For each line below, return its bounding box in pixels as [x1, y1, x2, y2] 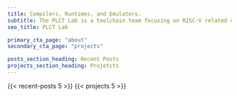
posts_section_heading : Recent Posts [7, 56, 119, 63]
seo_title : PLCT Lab [7, 23, 69, 30]
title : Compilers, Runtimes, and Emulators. [7, 10, 142, 18]
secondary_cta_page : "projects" [7, 43, 103, 50]
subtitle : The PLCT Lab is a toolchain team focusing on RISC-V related [7, 17, 228, 24]
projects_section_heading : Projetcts [7, 62, 119, 69]
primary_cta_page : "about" [7, 36, 87, 43]
